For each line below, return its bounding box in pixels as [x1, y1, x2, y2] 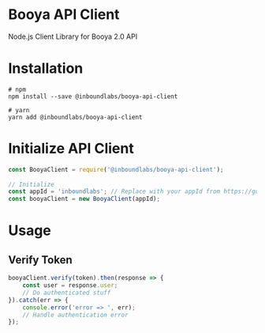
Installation [8, 59, 84, 78]
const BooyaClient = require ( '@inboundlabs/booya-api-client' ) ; [8, 165, 224, 173]
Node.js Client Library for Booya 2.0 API [8, 32, 138, 41]
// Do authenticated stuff [22, 289, 111, 297]
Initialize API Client [8, 140, 134, 157]
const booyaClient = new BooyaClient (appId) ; [8, 195, 160, 203]
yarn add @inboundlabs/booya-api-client [8, 113, 144, 121]
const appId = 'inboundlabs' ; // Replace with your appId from [8, 187, 221, 195]
